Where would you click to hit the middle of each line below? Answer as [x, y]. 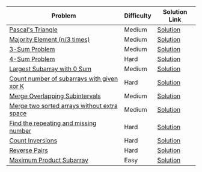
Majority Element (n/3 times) [50, 40]
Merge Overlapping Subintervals [55, 96]
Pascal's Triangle [34, 30]
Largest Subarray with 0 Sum [50, 69]
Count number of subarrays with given [64, 79]
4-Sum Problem [32, 59]
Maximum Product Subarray [49, 160]
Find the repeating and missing [53, 123]
